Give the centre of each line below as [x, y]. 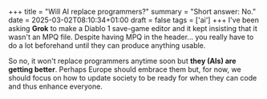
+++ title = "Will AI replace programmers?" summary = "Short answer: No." [132, 12]
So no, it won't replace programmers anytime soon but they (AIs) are [122, 61]
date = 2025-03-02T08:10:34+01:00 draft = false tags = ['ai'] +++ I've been [133, 20]
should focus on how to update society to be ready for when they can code [133, 78]
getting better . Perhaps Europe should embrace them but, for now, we [125, 69]
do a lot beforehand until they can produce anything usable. [107, 46]
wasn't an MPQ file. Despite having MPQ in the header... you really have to [131, 37]
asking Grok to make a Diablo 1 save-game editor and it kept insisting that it [133, 28]
